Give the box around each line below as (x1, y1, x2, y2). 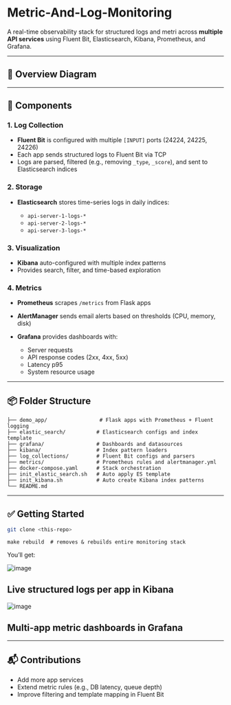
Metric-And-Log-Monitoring (7, 5, 173, 21)
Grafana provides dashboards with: (16, 333, 118, 341)
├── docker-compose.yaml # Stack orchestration (7, 465, 162, 472)
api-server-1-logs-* (27, 212, 87, 219)
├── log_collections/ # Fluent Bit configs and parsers (7, 453, 195, 460)
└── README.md (7, 483, 48, 490)
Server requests (27, 346, 74, 355)
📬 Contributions (7, 654, 81, 666)
